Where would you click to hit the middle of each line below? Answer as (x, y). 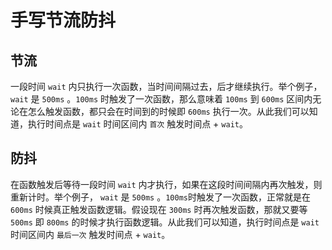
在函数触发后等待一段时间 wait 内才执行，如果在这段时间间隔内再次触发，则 (166, 184)
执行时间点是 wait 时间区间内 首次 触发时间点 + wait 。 (137, 124)
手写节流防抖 (63, 20)
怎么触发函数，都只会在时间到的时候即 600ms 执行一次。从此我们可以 (168, 111)
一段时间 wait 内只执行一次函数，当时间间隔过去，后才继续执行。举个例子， (166, 86)
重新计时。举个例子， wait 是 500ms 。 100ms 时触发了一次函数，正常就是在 (160, 197)
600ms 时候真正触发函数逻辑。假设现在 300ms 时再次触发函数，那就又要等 (159, 209)
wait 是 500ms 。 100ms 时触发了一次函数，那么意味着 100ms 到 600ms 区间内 (161, 99)
